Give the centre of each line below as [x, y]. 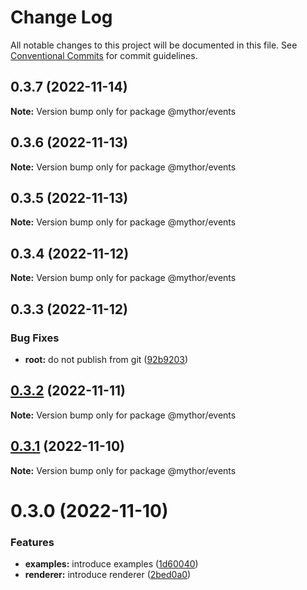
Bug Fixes [35, 338]
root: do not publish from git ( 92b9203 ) [106, 359]
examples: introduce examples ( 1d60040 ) [111, 563]
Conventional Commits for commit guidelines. [104, 55]
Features [32, 542]
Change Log [61, 17]
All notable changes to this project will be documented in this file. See [154, 45]
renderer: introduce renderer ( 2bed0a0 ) [108, 574]
